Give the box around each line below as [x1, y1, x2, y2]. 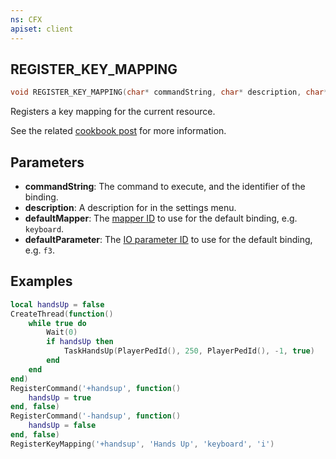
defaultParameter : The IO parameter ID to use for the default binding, [24, 234, 313, 245]
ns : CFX [10, 14, 43, 25]
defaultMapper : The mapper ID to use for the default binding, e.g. [24, 212, 298, 224]
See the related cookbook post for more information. [10, 125, 227, 137]
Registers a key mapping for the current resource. [10, 106, 216, 118]
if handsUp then [46, 337, 114, 347]
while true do [28, 318, 87, 328]
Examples [10, 273, 73, 290]
